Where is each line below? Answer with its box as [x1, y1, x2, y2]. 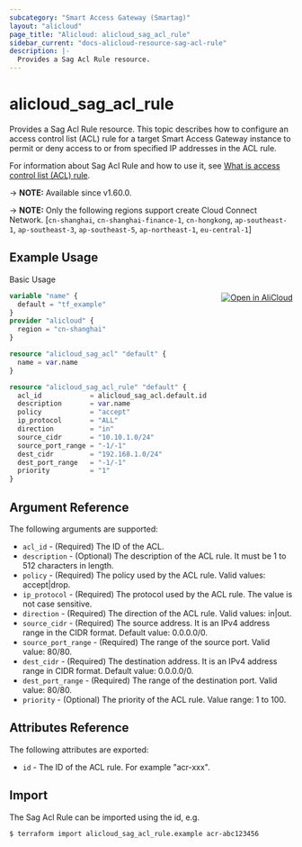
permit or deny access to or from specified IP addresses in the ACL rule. [9, 142, 277, 153]
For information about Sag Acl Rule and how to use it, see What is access [9, 159, 280, 171]
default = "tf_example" [17, 299, 106, 309]
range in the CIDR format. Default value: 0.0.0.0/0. [22, 627, 209, 638]
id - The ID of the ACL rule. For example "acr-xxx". [22, 761, 211, 772]
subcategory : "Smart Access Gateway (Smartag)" [9, 13, 191, 23]
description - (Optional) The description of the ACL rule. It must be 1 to [22, 551, 287, 561]
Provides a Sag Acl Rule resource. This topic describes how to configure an [9, 123, 289, 134]
